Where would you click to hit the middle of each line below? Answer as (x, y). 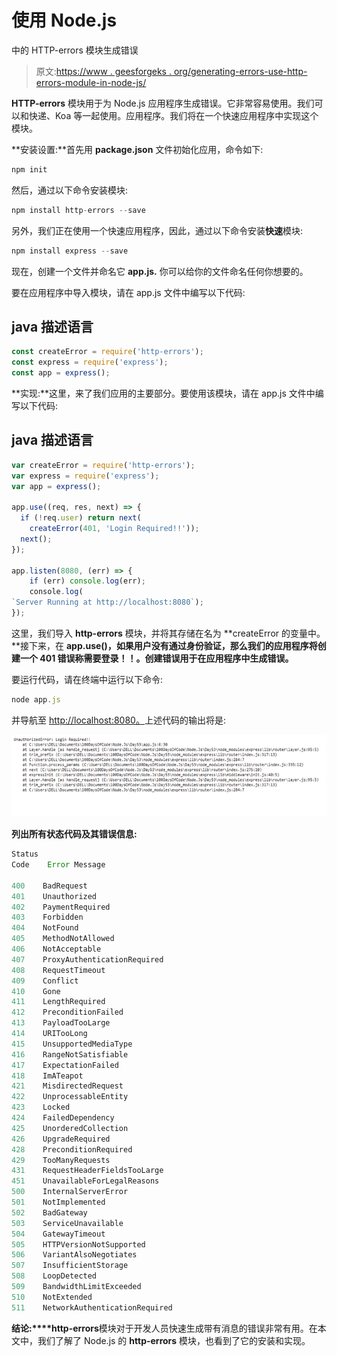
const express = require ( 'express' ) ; (90, 362)
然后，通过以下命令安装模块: (70, 190)
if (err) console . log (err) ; (87, 581)
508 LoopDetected (54, 1276)
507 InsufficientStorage (70, 1266)
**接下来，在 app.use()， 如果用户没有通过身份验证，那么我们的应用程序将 (164, 645)
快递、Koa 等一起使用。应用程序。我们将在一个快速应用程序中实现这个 (173, 115)
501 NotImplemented (58, 1202)
